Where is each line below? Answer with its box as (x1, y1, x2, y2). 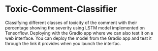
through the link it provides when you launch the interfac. (5, 40, 121, 46)
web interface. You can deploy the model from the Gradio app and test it (5, 35, 152, 41)
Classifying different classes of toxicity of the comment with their (5, 20, 137, 25)
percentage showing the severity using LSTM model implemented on (5, 25, 145, 30)
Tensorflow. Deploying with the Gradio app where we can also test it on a (5, 30, 154, 36)
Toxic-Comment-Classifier (5, 3, 117, 15)
